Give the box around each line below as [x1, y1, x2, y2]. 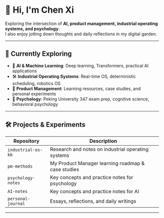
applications [12, 68, 37, 74]
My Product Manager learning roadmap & [50, 160, 145, 167]
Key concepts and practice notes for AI [50, 188, 140, 195]
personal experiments [12, 90, 56, 97]
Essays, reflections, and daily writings [50, 197, 137, 204]
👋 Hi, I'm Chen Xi [5, 4, 74, 16]
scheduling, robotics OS [12, 80, 61, 86]
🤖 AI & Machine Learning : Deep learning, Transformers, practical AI [12, 63, 149, 68]
